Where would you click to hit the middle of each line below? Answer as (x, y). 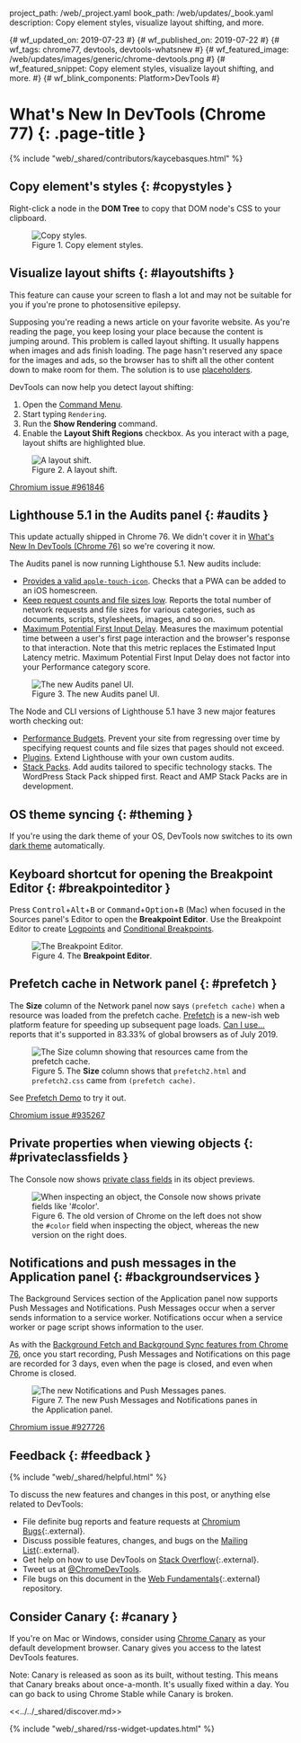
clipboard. (28, 218)
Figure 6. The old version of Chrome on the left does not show (147, 1215)
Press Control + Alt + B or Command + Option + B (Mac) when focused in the (147, 910)
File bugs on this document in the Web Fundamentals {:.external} (141, 1579)
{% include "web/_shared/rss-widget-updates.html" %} (112, 1729)
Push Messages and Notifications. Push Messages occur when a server (142, 1308)
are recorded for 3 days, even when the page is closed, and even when (141, 1364)
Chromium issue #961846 (57, 487)
